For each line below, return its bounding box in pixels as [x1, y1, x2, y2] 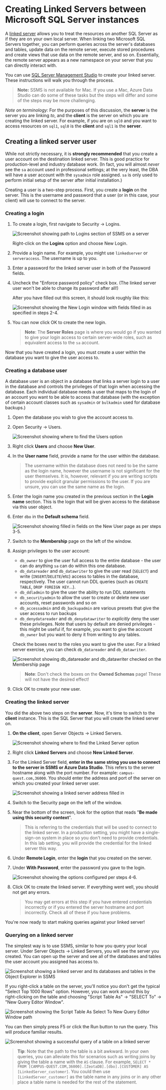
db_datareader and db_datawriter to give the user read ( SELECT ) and [19, 568, 158, 574]
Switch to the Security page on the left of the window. [12, 799, 122, 805]
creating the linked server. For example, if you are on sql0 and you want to [5, 118, 157, 123]
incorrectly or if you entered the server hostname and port [24, 904, 144, 910]
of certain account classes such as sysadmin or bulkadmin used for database [5, 399, 161, 405]
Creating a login [5, 210, 45, 217]
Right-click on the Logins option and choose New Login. [12, 241, 128, 246]
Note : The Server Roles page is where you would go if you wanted [24, 329, 162, 335]
